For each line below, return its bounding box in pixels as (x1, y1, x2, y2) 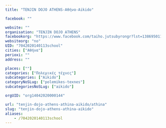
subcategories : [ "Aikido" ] (5, 75, 61, 80)
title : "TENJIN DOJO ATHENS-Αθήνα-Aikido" (5, 7, 94, 12)
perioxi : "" (5, 52, 30, 57)
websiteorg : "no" (5, 39, 41, 44)
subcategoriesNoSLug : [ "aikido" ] (5, 84, 74, 89)
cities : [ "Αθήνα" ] (5, 48, 43, 53)
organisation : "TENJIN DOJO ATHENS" (5, 30, 81, 34)
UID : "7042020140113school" (5, 43, 63, 48)
